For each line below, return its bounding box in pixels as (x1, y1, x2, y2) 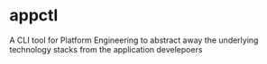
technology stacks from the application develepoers (9, 44, 203, 54)
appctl (9, 5, 59, 26)
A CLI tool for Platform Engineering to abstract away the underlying (9, 35, 259, 45)
